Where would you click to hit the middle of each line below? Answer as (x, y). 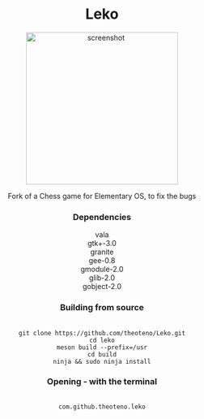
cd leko (102, 340)
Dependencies (102, 217)
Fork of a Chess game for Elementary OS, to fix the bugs (102, 196)
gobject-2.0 (102, 287)
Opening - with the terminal (102, 382)
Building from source (102, 308)
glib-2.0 (102, 278)
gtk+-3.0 (102, 244)
